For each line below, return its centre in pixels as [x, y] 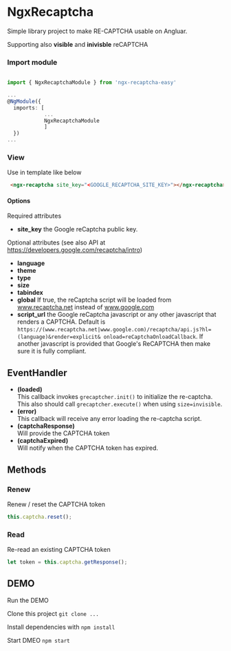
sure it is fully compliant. [52, 351]
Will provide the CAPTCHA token [63, 433]
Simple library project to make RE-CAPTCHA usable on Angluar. [97, 31]
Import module [32, 62]
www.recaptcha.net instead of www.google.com [86, 307]
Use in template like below [44, 172]
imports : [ [29, 107]
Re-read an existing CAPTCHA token [59, 550]
